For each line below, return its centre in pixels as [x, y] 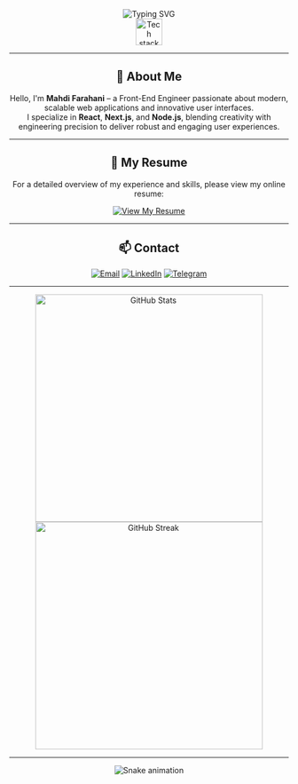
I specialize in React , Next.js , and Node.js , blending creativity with [149, 117]
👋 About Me [149, 77]
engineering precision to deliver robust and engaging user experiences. [149, 126]
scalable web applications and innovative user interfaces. [149, 107]
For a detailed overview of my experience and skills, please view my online [149, 184]
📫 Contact [149, 248]
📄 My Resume [149, 163]
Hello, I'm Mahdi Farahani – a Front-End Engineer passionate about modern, [149, 98]
